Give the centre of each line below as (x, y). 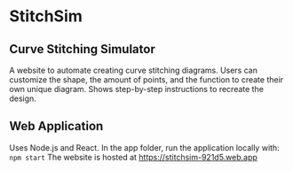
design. (23, 98)
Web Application (56, 126)
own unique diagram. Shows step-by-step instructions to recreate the (137, 89)
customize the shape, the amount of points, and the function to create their (146, 80)
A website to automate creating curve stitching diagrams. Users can (133, 70)
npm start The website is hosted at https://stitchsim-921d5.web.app (133, 157)
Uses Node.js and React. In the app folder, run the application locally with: (144, 147)
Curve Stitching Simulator (82, 49)
